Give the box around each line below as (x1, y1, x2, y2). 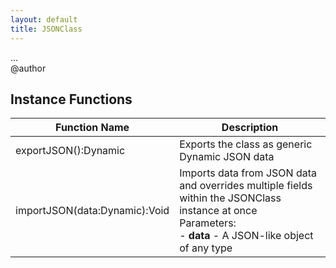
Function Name (55, 121, 130, 135)
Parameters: (179, 216, 237, 230)
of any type (179, 241, 233, 255)
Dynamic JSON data (179, 150, 275, 164)
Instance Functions (10, 91, 133, 108)
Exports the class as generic (179, 137, 313, 151)
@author (10, 62, 47, 74)
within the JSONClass (179, 191, 282, 205)
